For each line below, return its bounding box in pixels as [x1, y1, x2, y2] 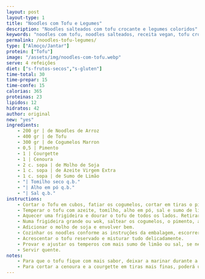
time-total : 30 [6, 71, 45, 77]
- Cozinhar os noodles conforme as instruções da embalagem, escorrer [17, 230, 201, 236]
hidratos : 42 [6, 105, 40, 111]
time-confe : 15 [6, 83, 45, 89]
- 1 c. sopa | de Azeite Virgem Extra [17, 168, 116, 174]
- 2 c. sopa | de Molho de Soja [17, 162, 99, 168]
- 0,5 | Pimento [17, 144, 59, 151]
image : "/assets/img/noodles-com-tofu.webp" [6, 54, 121, 60]
